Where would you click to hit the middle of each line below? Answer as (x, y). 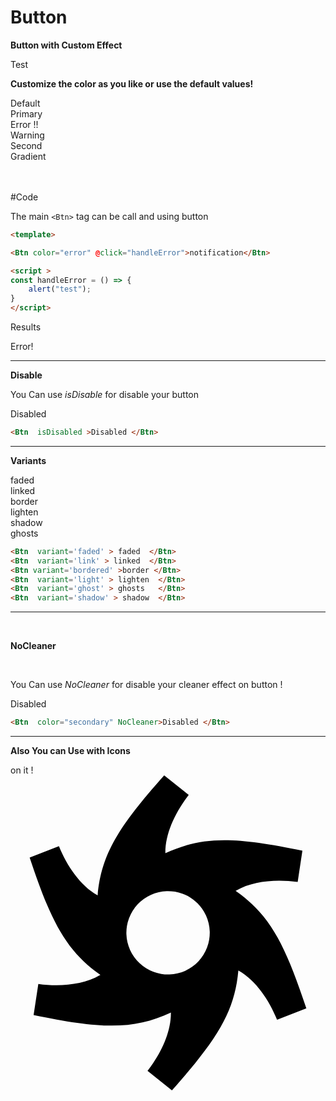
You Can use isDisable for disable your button (104, 395)
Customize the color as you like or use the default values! (132, 83)
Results (26, 327)
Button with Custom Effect (66, 45)
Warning (27, 135)
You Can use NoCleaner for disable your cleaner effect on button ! (146, 685)
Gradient (28, 156)
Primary (26, 113)
